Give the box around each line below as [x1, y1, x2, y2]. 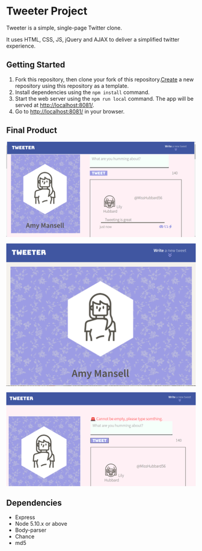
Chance [14, 533, 35, 540]
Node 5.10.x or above [14, 520, 67, 527]
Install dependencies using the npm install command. [14, 89, 150, 96]
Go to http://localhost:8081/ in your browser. [14, 107, 125, 115]
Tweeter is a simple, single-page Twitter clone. [6, 24, 122, 31]
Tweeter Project [6, 4, 88, 18]
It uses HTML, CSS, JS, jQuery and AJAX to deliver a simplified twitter [6, 36, 180, 43]
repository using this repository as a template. [14, 82, 129, 89]
